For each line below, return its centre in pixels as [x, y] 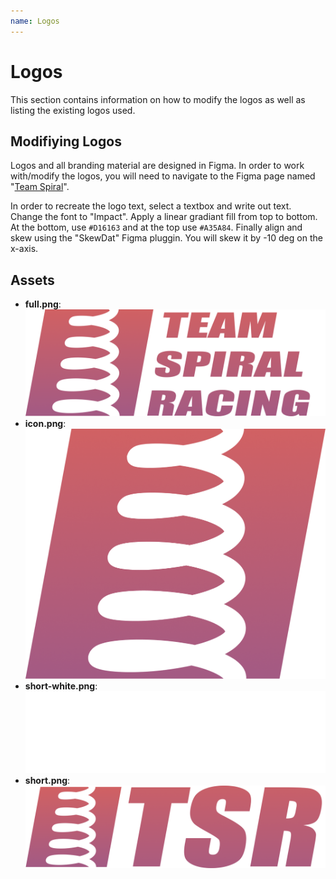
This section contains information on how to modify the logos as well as [158, 99]
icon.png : [45, 423]
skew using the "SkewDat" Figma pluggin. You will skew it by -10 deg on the [166, 238]
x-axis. [24, 249]
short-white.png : [61, 686]
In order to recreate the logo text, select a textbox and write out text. [151, 206]
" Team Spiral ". [40, 187]
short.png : [47, 781]
